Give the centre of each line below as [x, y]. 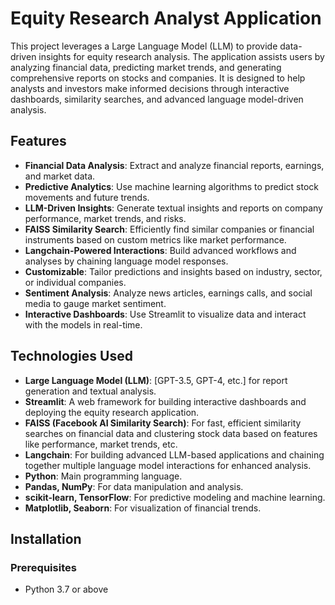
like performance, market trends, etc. [101, 444]
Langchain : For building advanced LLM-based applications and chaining [174, 454]
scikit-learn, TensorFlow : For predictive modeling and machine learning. [175, 497]
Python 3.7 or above [66, 589]
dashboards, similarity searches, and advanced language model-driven [157, 99]
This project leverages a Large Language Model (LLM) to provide [144, 46]
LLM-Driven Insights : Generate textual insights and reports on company [173, 208]
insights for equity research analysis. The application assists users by [181, 56]
